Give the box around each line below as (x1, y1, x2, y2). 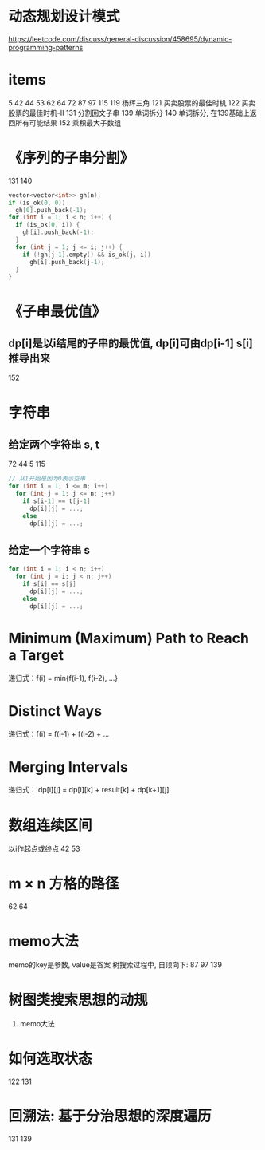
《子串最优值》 (8, 302, 107, 320)
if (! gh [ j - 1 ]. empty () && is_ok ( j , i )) (22, 251, 151, 259)
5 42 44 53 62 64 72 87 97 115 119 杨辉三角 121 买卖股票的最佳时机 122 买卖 (8, 97, 256, 108)
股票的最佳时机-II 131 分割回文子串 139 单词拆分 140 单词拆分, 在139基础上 (8, 108, 251, 117)
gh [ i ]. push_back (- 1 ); (22, 228, 94, 236)
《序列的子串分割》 (8, 149, 134, 168)
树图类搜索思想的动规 (8, 991, 149, 1010)
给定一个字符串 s (8, 543, 90, 557)
